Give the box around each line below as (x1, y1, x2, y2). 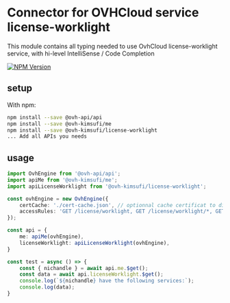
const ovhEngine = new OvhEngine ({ (7, 195, 109, 202)
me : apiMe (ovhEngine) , (19, 233, 84, 241)
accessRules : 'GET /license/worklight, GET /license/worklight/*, (19, 208, 213, 215)
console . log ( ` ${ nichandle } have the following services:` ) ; (19, 278, 194, 284)
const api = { (7, 227, 48, 234)
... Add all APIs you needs (7, 133, 88, 140)
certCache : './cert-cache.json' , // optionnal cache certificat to (19, 202, 216, 208)
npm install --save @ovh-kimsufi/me (7, 120, 112, 128)
